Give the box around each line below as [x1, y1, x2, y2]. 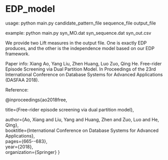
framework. [5, 51, 30, 57]
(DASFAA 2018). [5, 77, 40, 83]
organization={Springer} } [5, 149, 60, 155]
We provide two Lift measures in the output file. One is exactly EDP [5, 39, 147, 46]
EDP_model [5, 3, 55, 15]
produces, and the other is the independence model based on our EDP [5, 45, 155, 51]
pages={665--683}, [5, 138, 48, 144]
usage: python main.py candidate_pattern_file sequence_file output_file [5, 20, 156, 26]
